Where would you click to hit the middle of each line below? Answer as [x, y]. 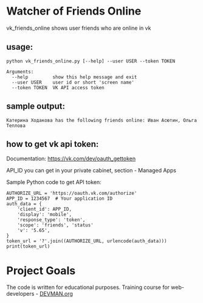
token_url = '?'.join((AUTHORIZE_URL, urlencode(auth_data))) [87, 241]
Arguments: [20, 72]
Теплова [16, 126]
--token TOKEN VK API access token [58, 87]
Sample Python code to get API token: [54, 182]
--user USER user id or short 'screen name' [73, 82]
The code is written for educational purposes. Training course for [88, 287]
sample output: [36, 107]
